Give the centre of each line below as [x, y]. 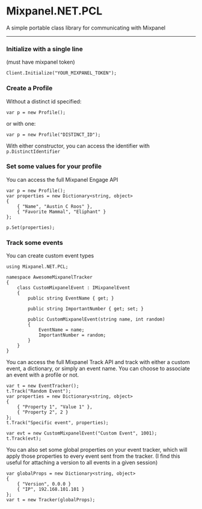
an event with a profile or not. [43, 375]
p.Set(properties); [31, 227]
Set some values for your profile [54, 167]
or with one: [21, 123]
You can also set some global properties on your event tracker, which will [97, 450]
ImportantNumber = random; [72, 335]
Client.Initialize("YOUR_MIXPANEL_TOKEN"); [62, 73]
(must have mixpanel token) [41, 62]
